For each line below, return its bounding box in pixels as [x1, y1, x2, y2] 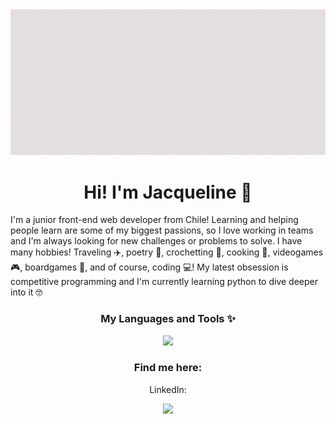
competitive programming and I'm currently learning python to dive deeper [10, 276, 319, 288]
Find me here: [133, 361, 203, 375]
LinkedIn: [149, 383, 187, 395]
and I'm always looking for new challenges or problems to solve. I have [10, 235, 303, 247]
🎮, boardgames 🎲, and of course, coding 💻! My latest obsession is [10, 261, 289, 273]
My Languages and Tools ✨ [100, 312, 236, 326]
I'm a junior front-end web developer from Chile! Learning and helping [10, 214, 299, 226]
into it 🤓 [10, 286, 43, 298]
